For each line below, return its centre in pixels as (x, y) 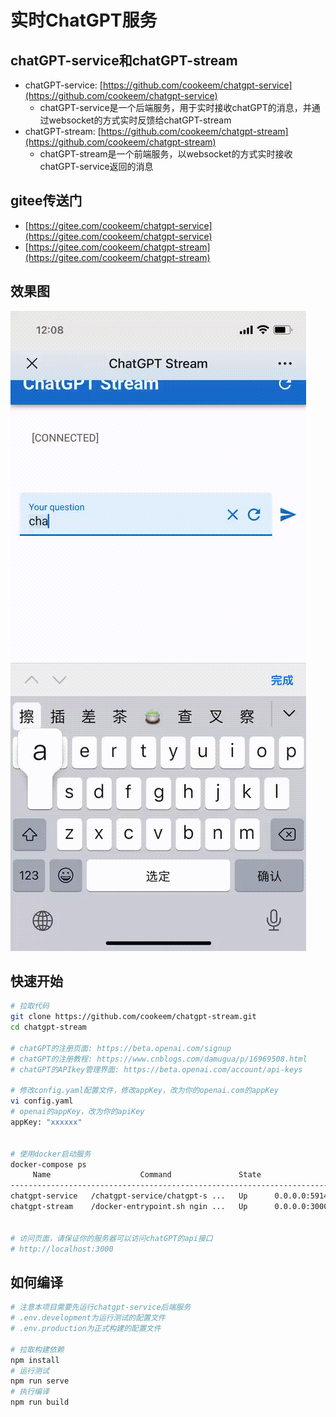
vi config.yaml (42, 1101)
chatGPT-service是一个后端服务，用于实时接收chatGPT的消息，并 (175, 107)
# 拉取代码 (30, 1006)
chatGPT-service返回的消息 (96, 166)
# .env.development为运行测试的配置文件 (88, 1318)
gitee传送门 (46, 201)
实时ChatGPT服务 (84, 20)
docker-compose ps (48, 1164)
